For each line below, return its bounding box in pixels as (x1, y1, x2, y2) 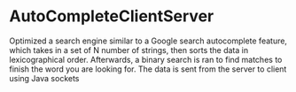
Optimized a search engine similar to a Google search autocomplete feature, (9, 35, 288, 46)
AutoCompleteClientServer (9, 6, 214, 27)
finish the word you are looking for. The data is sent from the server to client (9, 64, 287, 74)
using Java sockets (9, 73, 80, 83)
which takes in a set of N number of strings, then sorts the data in (9, 44, 249, 55)
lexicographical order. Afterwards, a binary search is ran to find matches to (9, 54, 283, 65)
